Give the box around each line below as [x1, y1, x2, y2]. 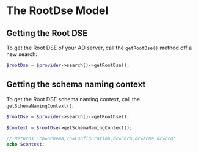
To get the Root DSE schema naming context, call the [6, 95, 141, 102]
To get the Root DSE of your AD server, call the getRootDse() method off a [6, 44, 193, 51]
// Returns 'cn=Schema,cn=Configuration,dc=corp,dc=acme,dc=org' [6, 135, 176, 142]
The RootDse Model [6, 4, 109, 18]
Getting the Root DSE [6, 28, 88, 38]
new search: [6, 51, 38, 58]
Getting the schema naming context [6, 79, 146, 90]
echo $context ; [6, 141, 45, 148]
